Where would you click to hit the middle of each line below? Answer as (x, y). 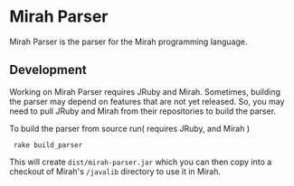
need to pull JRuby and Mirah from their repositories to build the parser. (143, 111)
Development (48, 70)
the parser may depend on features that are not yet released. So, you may (147, 101)
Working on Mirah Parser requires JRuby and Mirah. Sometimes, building (145, 91)
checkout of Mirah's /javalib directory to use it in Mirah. (115, 171)
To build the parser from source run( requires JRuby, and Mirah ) (130, 128)
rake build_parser (48, 145)
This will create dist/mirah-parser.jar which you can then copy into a (141, 162)
